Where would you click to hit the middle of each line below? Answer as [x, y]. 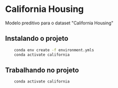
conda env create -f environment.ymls [54, 50]
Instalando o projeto [37, 39]
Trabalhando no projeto [42, 70]
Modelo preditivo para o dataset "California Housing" [59, 23]
